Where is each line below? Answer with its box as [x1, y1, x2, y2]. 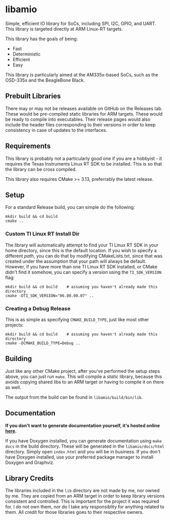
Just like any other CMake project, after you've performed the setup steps [5, 368, 160, 374]
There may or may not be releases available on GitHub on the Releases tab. [5, 105, 163, 112]
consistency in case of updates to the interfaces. [5, 127, 108, 133]
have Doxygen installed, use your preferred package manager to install [5, 454, 154, 460]
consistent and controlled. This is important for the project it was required [5, 498, 159, 505]
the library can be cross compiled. [5, 166, 77, 172]
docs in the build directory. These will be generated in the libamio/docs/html [5, 443, 164, 449]
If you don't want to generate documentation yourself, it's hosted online [5, 422, 160, 428]
